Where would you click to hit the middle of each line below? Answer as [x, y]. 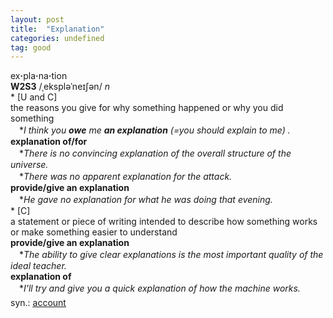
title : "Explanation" [57, 29]
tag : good [31, 47]
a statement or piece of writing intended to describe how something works [164, 222]
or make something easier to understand [94, 232]
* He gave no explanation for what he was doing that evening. [145, 200]
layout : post [37, 19]
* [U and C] [34, 97]
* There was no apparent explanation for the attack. [125, 177]
